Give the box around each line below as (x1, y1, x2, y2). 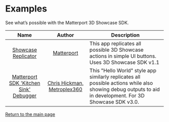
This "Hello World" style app (90, 67, 157, 74)
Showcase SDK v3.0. (90, 98, 139, 105)
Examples (5, 3, 47, 15)
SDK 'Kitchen (9, 79, 41, 86)
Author (57, 31, 74, 38)
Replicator (12, 52, 37, 59)
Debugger (12, 92, 37, 99)
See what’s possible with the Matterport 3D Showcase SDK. (5, 20, 129, 26)
